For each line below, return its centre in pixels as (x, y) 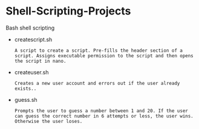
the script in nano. (40, 61)
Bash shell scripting (30, 28)
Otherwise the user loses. (48, 121)
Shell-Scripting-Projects (68, 11)
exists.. (25, 89)
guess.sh (26, 99)
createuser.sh (31, 72)
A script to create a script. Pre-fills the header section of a (98, 50)
